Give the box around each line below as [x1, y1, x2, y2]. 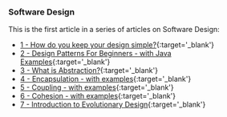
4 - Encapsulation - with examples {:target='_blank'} [19, 75, 192, 84]
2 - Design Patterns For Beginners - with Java [19, 49, 172, 58]
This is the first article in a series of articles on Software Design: [8, 25, 221, 34]
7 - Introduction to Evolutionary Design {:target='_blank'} [19, 99, 206, 110]
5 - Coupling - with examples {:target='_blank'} [19, 83, 174, 92]
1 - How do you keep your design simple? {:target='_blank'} [19, 40, 215, 50]
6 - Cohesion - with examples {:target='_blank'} [19, 91, 176, 101]
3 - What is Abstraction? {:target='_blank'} [19, 66, 159, 75]
